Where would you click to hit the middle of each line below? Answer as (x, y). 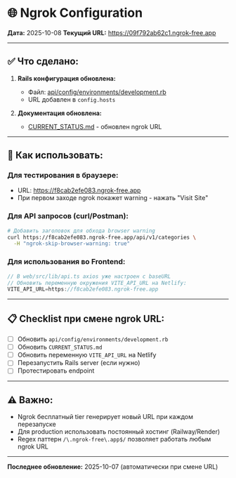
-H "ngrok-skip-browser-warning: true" (72, 244)
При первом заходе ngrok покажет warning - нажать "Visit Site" (113, 198)
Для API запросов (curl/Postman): (68, 216)
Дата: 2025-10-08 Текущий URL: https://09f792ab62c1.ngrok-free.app (112, 32)
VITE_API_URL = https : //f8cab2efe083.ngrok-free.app (83, 289)
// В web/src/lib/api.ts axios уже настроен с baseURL (89, 276)
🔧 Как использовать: (55, 155)
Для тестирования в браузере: (63, 175)
